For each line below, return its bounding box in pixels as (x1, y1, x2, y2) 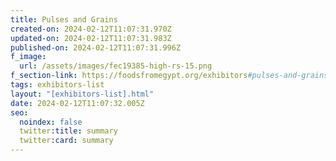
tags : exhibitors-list (10, 80, 105, 90)
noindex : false (19, 117, 83, 127)
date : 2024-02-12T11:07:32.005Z (10, 98, 145, 108)
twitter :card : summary (19, 136, 114, 146)
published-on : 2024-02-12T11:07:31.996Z (10, 42, 182, 53)
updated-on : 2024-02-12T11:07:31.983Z (10, 33, 172, 43)
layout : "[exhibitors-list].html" (10, 89, 155, 99)
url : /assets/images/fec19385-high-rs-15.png (19, 61, 213, 71)
